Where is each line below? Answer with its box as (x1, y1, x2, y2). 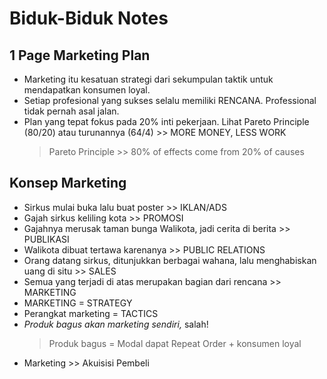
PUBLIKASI (23, 233, 70, 245)
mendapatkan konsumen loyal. (23, 84, 151, 96)
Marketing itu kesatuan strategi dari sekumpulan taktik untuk (23, 73, 274, 85)
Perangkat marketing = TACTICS (23, 307, 159, 319)
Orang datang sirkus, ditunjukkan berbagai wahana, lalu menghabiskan (23, 254, 317, 266)
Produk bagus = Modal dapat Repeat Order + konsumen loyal (48, 337, 302, 349)
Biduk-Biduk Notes (9, 7, 169, 30)
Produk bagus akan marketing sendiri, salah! (23, 318, 209, 330)
